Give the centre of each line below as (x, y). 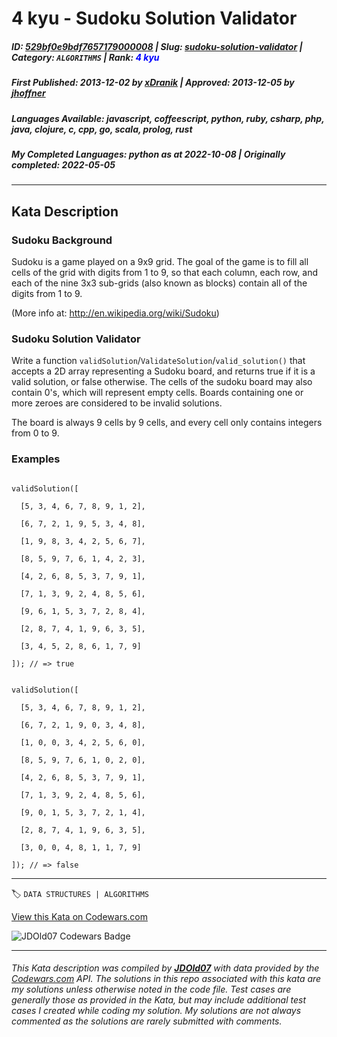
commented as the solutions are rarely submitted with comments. (147, 1021)
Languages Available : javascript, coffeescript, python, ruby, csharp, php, (168, 118)
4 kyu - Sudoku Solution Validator (154, 18)
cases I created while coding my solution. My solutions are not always (156, 1011)
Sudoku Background (62, 240)
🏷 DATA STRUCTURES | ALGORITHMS (80, 893)
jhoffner (28, 93)
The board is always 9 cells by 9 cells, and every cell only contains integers (167, 423)
